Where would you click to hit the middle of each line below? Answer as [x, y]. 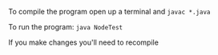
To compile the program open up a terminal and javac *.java [109, 12]
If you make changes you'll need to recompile [83, 42]
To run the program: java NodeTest [66, 27]
